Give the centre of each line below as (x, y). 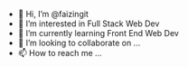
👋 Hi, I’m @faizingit (53, 14)
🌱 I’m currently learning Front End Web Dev (98, 33)
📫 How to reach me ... (60, 53)
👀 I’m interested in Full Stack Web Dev (89, 24)
